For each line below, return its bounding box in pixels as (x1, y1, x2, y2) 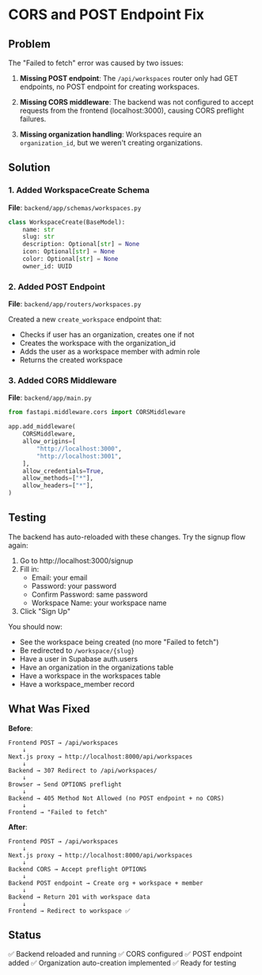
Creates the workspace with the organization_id (19, 339, 177, 348)
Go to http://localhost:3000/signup (19, 555, 134, 565)
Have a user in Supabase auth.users (19, 654, 139, 663)
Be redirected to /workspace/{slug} (19, 645, 135, 655)
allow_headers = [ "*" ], (22, 482, 93, 489)
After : (8, 822, 28, 831)
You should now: (8, 621, 63, 631)
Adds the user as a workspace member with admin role (19, 347, 200, 356)
